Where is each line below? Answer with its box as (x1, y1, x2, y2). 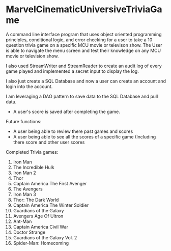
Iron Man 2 (13, 170, 36, 176)
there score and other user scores (13, 139, 85, 145)
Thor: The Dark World (13, 197, 59, 203)
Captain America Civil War (13, 224, 68, 230)
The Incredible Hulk (13, 164, 55, 170)
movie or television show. (6, 52, 59, 59)
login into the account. (6, 83, 53, 90)
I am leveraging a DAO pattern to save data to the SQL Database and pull (6, 93, 158, 99)
